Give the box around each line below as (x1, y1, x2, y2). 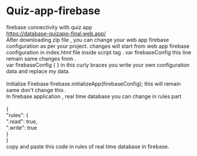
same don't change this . (6, 86, 67, 93)
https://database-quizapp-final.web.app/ (6, 30, 106, 37)
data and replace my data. (6, 67, 70, 74)
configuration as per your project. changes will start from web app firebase (6, 43, 190, 50)
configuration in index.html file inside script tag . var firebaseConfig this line (6, 48, 192, 56)
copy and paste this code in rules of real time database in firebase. (6, 143, 170, 150)
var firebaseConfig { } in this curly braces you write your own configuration (6, 61, 190, 69)
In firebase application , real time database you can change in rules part (6, 93, 182, 100)
